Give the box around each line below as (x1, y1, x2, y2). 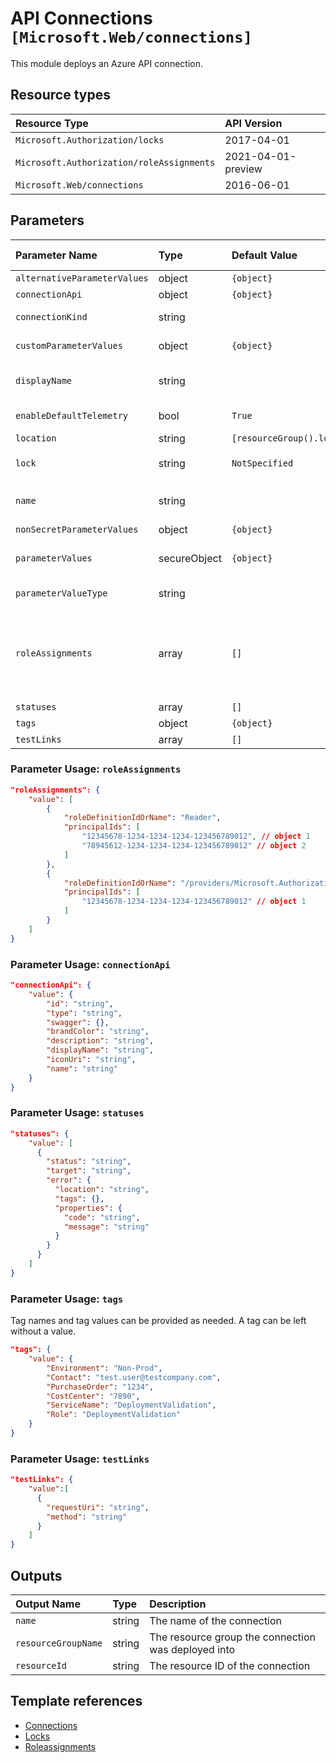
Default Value (231, 248, 298, 262)
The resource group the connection (149, 1630, 316, 1644)
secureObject (158, 551, 222, 565)
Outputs (10, 1567, 63, 1584)
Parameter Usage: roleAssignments (10, 762, 182, 776)
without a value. (10, 1325, 77, 1337)
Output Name (15, 1597, 81, 1611)
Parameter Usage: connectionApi (10, 957, 171, 971)
